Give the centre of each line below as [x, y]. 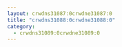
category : [21, 26]
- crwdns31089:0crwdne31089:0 [57, 33]
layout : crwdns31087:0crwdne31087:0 [60, 13]
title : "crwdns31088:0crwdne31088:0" [61, 20]
